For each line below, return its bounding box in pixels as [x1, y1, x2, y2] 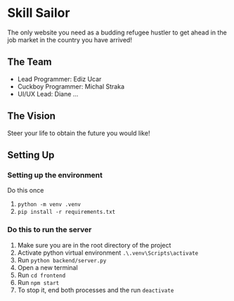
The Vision [7, 110, 56, 122]
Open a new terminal [17, 263, 79, 271]
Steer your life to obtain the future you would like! [7, 129, 150, 137]
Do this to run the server [7, 225, 92, 235]
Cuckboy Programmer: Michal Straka [17, 82, 125, 91]
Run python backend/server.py [17, 255, 107, 264]
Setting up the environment [7, 170, 103, 180]
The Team [7, 56, 53, 68]
